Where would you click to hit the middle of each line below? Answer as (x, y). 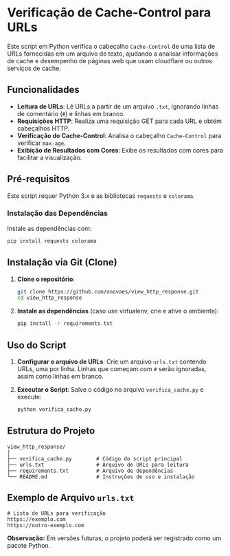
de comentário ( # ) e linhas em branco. (71, 113)
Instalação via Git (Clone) (62, 263)
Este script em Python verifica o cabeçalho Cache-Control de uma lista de (111, 46)
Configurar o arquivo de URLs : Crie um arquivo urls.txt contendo (112, 362)
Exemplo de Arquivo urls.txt (71, 498)
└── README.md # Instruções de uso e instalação (101, 477)
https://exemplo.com (37, 520)
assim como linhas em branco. (60, 376)
